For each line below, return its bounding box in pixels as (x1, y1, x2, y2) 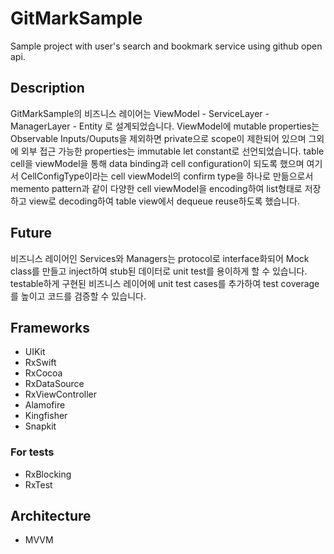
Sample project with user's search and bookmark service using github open (10, 40, 323, 52)
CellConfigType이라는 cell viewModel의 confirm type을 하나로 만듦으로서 (20, 170, 314, 182)
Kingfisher (24, 410, 68, 422)
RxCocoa (24, 367, 63, 379)
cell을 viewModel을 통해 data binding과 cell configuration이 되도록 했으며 (10, 157, 305, 169)
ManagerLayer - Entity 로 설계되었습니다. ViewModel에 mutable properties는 (10, 120, 320, 132)
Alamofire (24, 399, 66, 411)
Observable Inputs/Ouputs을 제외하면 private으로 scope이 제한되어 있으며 (10, 132, 307, 144)
